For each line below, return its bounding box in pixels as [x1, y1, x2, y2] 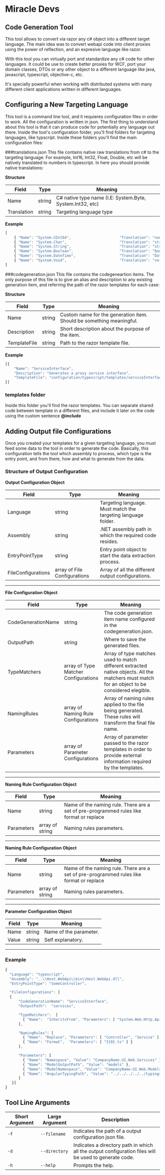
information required [104, 758, 151, 765]
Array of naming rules [104, 695, 154, 702]
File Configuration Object [5, 589, 58, 595]
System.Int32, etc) [56, 200, 99, 207]
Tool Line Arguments [5, 1098, 70, 1107]
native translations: [5, 164, 44, 170]
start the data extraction [100, 552, 156, 559]
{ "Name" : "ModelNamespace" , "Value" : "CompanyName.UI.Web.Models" [23, 1066, 164, 1071]
